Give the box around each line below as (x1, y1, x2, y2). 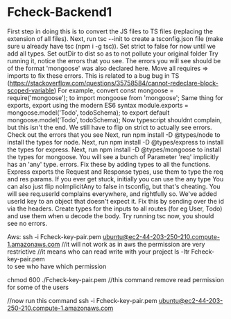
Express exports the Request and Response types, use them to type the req (7, 167, 223, 176)
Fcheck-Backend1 (7, 4, 112, 20)
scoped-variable (7, 86, 54, 95)
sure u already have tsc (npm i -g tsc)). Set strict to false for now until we (7, 42, 216, 50)
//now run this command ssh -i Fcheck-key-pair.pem (7, 296, 157, 304)
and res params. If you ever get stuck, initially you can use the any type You (7, 174, 224, 183)
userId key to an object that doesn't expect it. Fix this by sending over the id (7, 197, 224, 205)
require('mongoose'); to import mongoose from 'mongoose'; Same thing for (7, 93, 223, 101)
